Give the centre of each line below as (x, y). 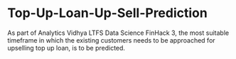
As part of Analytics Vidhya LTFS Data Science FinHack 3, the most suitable (118, 33)
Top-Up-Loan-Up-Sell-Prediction (107, 13)
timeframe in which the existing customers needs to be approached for (111, 40)
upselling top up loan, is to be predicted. (66, 48)
